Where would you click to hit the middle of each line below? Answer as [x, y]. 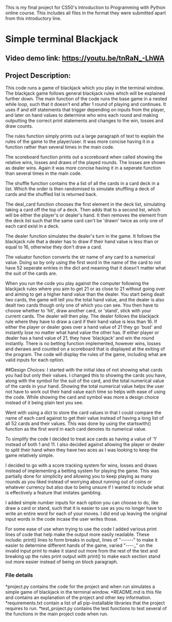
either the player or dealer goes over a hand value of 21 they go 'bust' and [84, 327]
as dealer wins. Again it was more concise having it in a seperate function [83, 168]
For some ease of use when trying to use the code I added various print [81, 529]
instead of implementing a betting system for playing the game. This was [82, 471]
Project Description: [38, 75]
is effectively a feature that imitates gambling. [53, 493]
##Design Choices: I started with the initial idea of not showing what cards [84, 370]
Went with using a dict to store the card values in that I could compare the [83, 413]
